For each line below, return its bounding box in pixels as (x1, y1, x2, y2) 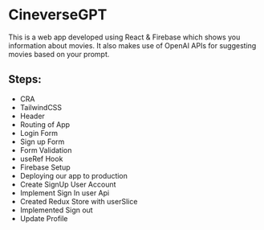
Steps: (8, 72, 42, 86)
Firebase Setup (19, 162, 71, 172)
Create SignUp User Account (19, 179, 116, 189)
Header (19, 111, 46, 121)
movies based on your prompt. (8, 49, 110, 59)
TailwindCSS (19, 102, 63, 112)
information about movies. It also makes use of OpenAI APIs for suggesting (8, 40, 257, 50)
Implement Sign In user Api (19, 187, 110, 198)
